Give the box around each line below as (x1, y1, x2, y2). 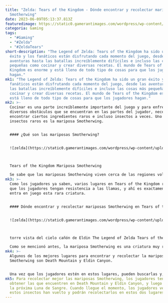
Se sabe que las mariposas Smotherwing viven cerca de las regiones (9, 172, 155, 177)
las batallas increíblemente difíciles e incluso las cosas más (9, 86, 146, 91)
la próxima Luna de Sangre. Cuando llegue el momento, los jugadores (9, 286, 157, 291)
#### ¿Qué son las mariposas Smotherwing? (9, 132, 99, 137)
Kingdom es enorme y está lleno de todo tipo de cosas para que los (9, 68, 155, 73)
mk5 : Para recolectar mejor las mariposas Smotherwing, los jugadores (5, 276, 155, 281)
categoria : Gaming (5, 26, 43, 31)
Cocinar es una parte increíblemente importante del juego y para (9, 105, 151, 110)
